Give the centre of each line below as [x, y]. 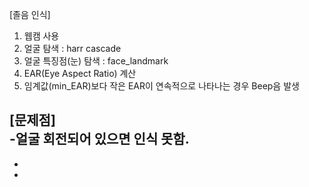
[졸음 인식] [30, 14]
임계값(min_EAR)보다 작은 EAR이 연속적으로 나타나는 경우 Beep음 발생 [161, 86]
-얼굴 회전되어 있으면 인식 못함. [99, 139]
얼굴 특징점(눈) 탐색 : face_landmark [96, 61]
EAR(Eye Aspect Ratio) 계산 [80, 73]
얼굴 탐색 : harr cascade [72, 48]
